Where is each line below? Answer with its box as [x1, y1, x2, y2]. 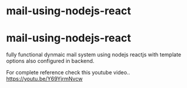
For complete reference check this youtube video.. [6, 69, 130, 76]
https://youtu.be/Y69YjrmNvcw [6, 76, 83, 83]
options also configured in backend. [6, 58, 95, 65]
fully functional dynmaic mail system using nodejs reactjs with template [6, 51, 182, 58]
